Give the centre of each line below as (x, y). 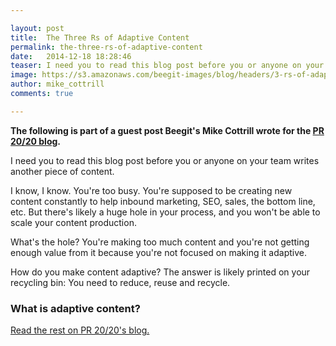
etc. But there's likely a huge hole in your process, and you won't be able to (165, 212)
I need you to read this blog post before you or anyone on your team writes (165, 160)
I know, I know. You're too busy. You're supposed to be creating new (151, 190)
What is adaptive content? (75, 308)
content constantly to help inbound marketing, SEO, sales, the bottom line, (163, 201)
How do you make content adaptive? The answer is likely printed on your (160, 272)
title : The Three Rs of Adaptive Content (100, 37)
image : (24, 75)
